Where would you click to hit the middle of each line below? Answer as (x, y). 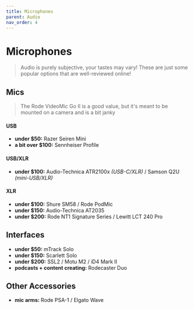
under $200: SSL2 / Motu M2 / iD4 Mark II (66, 262)
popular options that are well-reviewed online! (76, 74)
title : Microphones (30, 11)
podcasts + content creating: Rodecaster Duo (71, 267)
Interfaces (25, 235)
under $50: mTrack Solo (44, 249)
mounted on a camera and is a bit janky (68, 112)
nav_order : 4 (22, 22)
